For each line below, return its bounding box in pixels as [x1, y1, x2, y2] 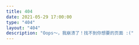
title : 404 [6, 8, 33, 15]
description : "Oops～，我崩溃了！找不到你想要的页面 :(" [6, 30, 134, 36]
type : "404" [6, 19, 35, 25]
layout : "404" [6, 25, 41, 31]
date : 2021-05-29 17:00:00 [6, 14, 72, 20]
